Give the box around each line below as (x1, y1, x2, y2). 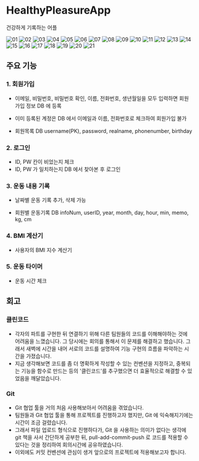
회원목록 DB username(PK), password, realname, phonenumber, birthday (14, 127, 192, 134)
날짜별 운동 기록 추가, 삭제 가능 (14, 196, 86, 204)
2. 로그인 (6, 144, 31, 152)
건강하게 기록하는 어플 (6, 24, 58, 31)
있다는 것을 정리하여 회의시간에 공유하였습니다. (14, 441, 124, 448)
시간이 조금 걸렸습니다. (14, 419, 68, 426)
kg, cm (14, 216, 31, 223)
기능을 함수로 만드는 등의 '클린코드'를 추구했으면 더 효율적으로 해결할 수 (21, 367, 186, 374)
